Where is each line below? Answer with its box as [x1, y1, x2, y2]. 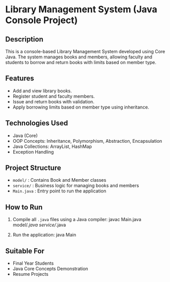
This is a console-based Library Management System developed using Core [5, 49, 165, 54]
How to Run [5, 203, 43, 211]
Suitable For [5, 247, 45, 255]
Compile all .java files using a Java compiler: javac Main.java [12, 216, 141, 223]
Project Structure [5, 164, 61, 172]
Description [5, 35, 43, 44]
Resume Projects [12, 271, 48, 277]
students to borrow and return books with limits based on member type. [5, 59, 157, 65]
